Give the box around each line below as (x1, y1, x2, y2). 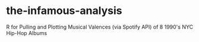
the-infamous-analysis (6, 4, 122, 17)
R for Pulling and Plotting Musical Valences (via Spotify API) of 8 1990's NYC (6, 23, 194, 30)
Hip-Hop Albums (6, 29, 48, 36)
